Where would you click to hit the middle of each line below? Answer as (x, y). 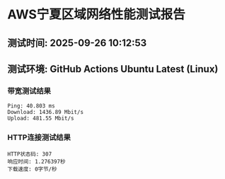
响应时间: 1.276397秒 (36, 161)
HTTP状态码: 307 (30, 154)
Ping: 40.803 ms (31, 106)
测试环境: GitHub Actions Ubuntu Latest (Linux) (113, 69)
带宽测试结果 (29, 91)
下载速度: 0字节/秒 (32, 169)
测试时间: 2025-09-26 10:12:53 (77, 43)
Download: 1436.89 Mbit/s (45, 112)
